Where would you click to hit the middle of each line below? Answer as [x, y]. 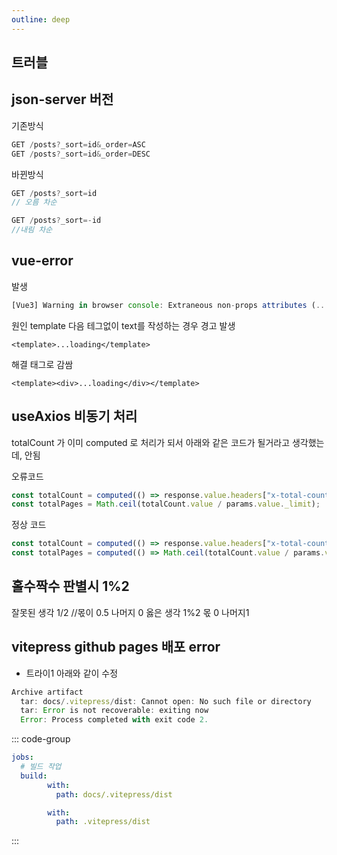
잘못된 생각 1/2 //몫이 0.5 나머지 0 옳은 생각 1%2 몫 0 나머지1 [130, 612]
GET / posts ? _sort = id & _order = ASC [78, 144]
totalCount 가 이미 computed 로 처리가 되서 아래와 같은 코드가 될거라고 [151, 442]
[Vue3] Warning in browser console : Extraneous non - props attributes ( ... [170, 305]
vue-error [42, 261]
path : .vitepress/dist [103, 822]
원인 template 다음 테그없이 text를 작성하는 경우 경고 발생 [123, 325]
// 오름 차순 [34, 202]
